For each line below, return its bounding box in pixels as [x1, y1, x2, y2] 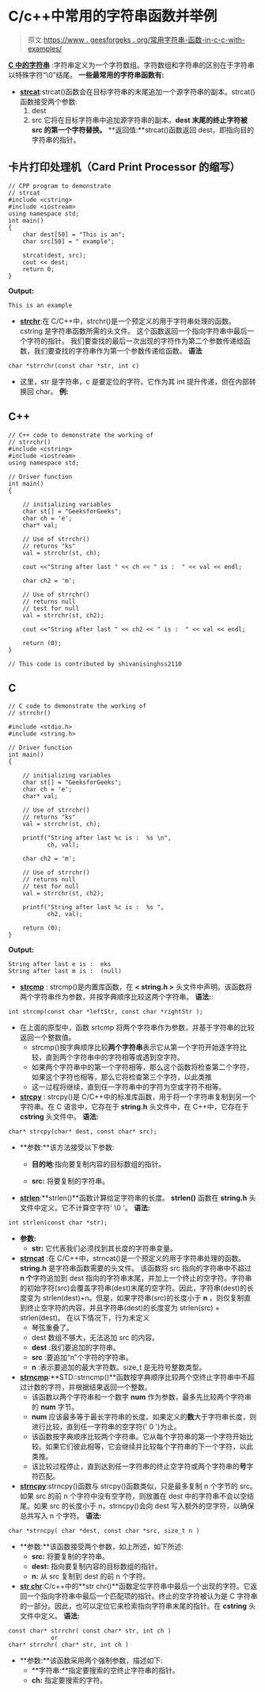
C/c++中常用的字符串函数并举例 [8, 7, 218, 25]
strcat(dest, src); [22, 251, 87, 259]
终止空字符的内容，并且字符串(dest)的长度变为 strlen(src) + [26, 1303, 220, 1312]
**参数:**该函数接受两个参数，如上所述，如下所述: [19, 1542, 184, 1552]
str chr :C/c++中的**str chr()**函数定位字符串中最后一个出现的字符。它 [19, 1582, 251, 1591]
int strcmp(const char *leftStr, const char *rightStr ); [8, 1008, 203, 1016]
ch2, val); [47, 911, 83, 919]
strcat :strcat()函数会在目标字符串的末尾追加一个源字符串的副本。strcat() [19, 86, 256, 96]
